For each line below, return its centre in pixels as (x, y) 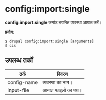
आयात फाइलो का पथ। (62, 90)
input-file (18, 90)
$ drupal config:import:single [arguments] (50, 41)
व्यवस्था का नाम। (57, 82)
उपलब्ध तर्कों (19, 60)
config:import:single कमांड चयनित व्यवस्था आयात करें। (53, 22)
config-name (23, 82)
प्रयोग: (10, 32)
